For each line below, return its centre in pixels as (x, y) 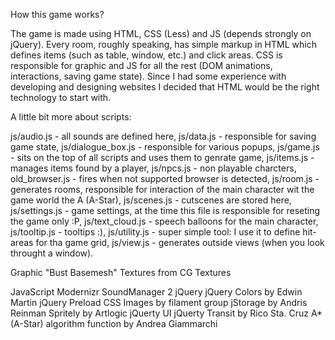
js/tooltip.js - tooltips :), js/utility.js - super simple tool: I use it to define (155, 232)
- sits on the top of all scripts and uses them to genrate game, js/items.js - (162, 157)
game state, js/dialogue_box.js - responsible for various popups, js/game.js (165, 147)
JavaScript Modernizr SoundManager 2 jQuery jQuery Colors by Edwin (156, 292)
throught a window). (52, 253)
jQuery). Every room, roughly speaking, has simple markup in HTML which (163, 44)
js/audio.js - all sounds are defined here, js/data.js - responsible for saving (163, 136)
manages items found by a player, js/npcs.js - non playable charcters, (153, 168)
